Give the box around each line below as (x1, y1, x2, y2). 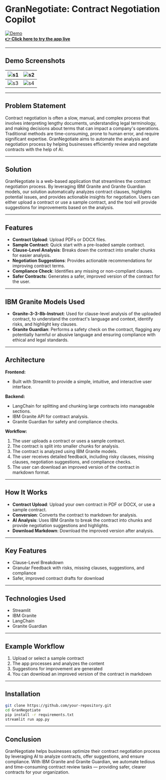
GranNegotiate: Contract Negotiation (5, 3, 160, 15)
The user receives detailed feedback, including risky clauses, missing (12, 453, 154, 459)
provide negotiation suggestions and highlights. (12, 522, 110, 528)
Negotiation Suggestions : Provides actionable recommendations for (12, 258, 152, 264)
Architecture (5, 356, 45, 364)
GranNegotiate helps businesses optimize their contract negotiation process (5, 748, 161, 754)
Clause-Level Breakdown (12, 560, 64, 566)
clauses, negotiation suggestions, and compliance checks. (12, 458, 132, 465)
